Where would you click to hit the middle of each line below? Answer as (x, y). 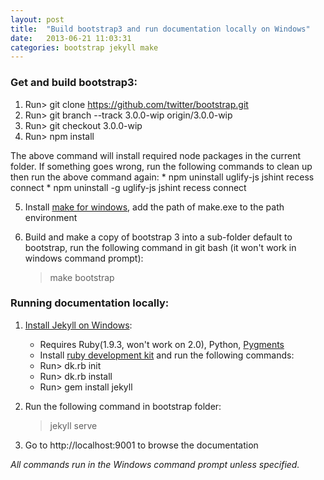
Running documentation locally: (90, 303)
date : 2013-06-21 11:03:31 (71, 38)
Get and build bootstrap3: (74, 83)
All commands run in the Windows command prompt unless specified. (155, 464)
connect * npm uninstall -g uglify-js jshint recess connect (128, 187)
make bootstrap (82, 277)
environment (51, 217)
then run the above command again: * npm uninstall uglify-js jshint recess (162, 177)
